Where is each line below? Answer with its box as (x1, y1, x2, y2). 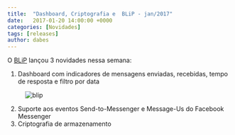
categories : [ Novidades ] (7, 23, 81, 30)
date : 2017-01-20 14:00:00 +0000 (7, 17, 113, 24)
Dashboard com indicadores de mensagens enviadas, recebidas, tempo (17, 70, 229, 78)
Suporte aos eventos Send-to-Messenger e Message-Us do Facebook (17, 105, 224, 113)
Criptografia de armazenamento (17, 119, 111, 128)
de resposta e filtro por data (17, 77, 100, 86)
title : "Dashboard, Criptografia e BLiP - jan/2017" (7, 10, 173, 18)
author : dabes (7, 37, 50, 44)
